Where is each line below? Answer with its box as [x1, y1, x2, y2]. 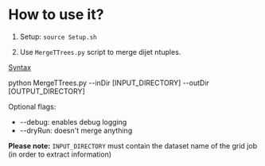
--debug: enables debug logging [19, 117, 127, 126]
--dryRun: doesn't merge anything [19, 125, 133, 135]
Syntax [8, 62, 32, 72]
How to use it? [8, 6, 104, 24]
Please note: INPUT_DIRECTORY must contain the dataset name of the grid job [8, 141, 257, 150]
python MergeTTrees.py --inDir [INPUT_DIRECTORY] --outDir [8, 78, 209, 87]
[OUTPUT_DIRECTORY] [8, 86, 85, 96]
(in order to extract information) [8, 149, 112, 159]
